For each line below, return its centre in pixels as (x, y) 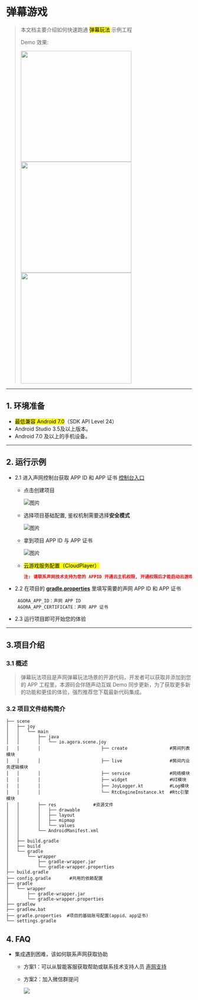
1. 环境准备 (26, 406)
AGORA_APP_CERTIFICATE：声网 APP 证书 (63, 607)
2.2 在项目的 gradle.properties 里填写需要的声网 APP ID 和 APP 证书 (98, 588)
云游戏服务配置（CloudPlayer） (62, 565)
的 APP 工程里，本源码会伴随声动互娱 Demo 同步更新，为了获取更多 (103, 685)
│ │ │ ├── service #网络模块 (98, 774)
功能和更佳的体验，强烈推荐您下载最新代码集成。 (85, 692)
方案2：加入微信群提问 (51, 979)
